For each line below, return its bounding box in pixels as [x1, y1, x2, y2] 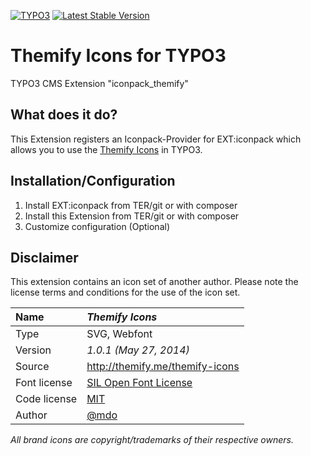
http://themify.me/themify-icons [86, 360, 240, 374]
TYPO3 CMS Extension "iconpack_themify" [10, 77, 189, 89]
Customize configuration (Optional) [24, 220, 170, 232]
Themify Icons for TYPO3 [10, 45, 227, 67]
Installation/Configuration [10, 173, 176, 190]
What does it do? [10, 106, 118, 124]
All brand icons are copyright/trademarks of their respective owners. [10, 434, 295, 446]
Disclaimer [10, 249, 79, 266]
